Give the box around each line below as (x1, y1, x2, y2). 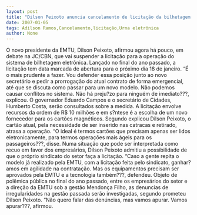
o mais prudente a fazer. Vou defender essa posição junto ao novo (6, 72, 168, 79)
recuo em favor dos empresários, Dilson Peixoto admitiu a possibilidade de (6, 146, 187, 153)
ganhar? (171, 159, 191, 166)
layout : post (6, 8, 38, 15)
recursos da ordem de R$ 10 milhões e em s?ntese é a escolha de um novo (6, 109, 188, 116)
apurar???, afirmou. (6, 203, 54, 210)
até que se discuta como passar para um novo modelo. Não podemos (6, 84, 175, 91)
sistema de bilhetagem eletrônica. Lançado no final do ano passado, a (6, 59, 176, 66)
